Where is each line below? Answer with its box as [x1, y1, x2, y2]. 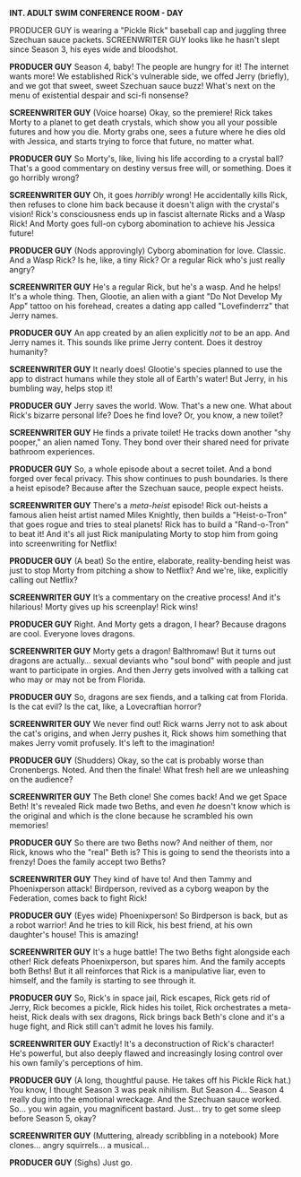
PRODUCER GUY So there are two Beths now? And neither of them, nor [9, 837, 273, 848]
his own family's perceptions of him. [9, 1058, 143, 1068]
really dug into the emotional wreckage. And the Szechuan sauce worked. [9, 1094, 282, 1104]
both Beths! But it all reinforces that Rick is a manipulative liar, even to [9, 965, 266, 976]
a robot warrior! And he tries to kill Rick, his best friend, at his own [9, 920, 254, 930]
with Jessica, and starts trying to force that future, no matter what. [9, 136, 254, 146]
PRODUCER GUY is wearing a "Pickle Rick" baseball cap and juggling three [9, 25, 287, 35]
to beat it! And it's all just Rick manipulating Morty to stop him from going [9, 529, 279, 539]
